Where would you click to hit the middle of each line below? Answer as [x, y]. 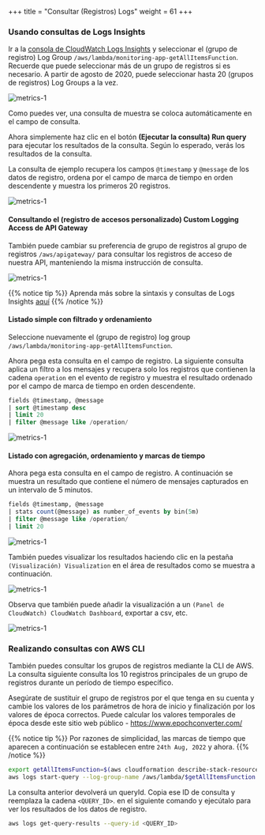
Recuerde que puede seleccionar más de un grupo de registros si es [119, 66]
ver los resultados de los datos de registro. [78, 809]
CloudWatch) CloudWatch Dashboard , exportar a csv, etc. [98, 613]
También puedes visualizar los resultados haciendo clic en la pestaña [121, 557]
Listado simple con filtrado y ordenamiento [80, 319]
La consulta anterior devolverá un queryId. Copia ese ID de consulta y [121, 792]
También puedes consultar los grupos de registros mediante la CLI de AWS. [131, 666]
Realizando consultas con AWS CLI [77, 648]
